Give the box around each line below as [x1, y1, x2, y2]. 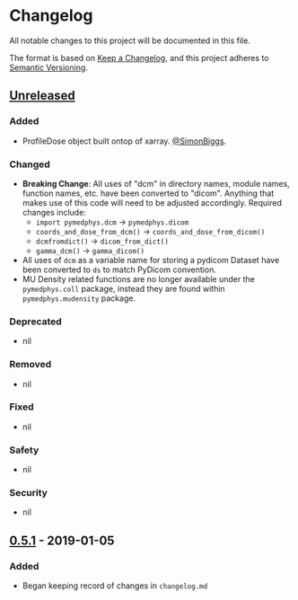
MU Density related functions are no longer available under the [22, 273, 256, 284]
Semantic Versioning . [9, 62, 88, 73]
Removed [9, 358, 52, 371]
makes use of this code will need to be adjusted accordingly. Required [22, 197, 283, 207]
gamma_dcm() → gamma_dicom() [35, 244, 145, 256]
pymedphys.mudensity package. [22, 293, 136, 304]
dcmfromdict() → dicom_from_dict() [35, 235, 169, 246]
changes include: [22, 207, 87, 217]
